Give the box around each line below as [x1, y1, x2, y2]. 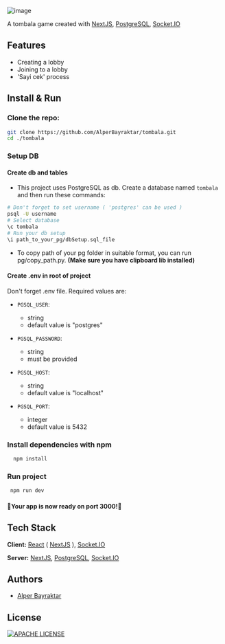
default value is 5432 [27, 423, 88, 431]
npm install [13, 456, 48, 463]
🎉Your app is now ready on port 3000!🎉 [7, 502, 122, 510]
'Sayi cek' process [16, 72, 70, 80]
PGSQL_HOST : [16, 368, 50, 376]
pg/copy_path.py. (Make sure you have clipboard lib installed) [16, 256, 196, 264]
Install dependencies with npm [7, 440, 112, 449]
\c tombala [7, 223, 38, 230]
